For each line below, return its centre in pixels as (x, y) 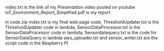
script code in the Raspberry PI (37, 43)
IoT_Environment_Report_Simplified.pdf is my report (58, 12)
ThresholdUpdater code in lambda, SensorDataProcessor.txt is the (73, 27)
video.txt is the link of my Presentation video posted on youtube (70, 7)
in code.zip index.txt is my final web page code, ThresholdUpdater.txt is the (82, 22)
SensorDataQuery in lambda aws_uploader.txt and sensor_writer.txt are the (82, 38)
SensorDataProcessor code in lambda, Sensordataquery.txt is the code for (81, 32)
